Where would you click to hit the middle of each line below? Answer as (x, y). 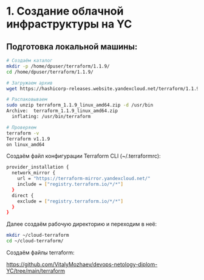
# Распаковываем (27, 100)
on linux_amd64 (25, 144)
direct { (23, 195)
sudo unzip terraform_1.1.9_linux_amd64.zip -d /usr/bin (80, 105)
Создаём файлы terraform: (40, 253)
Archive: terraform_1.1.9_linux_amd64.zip (62, 111)
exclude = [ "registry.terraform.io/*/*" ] (70, 201)
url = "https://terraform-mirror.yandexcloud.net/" (84, 179)
